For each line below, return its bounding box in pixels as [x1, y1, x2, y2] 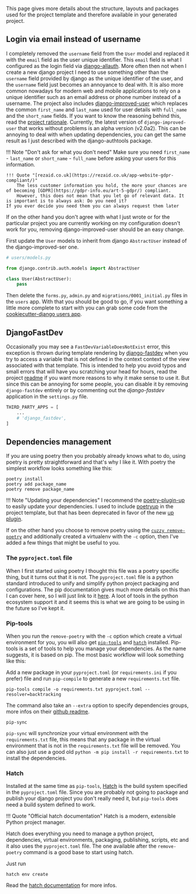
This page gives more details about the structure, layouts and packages [6, 5, 179, 12]
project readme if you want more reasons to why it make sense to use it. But [6, 375, 190, 382]
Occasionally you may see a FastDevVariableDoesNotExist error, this [6, 343, 171, 351]
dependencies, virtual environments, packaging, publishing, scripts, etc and [6, 837, 189, 844]
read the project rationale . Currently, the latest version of [6, 118, 143, 125]
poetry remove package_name [6, 487, 75, 492]
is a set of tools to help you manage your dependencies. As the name [19, 645, 186, 652]
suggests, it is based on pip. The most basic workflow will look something [6, 651, 184, 658]
